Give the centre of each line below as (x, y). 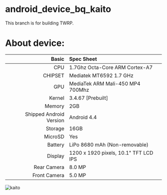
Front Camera (48, 175)
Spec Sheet (83, 59)
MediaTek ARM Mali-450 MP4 (105, 83)
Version (55, 120)
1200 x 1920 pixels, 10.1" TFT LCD (111, 153)
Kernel (57, 98)
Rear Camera (49, 167)
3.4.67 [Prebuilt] (88, 98)
